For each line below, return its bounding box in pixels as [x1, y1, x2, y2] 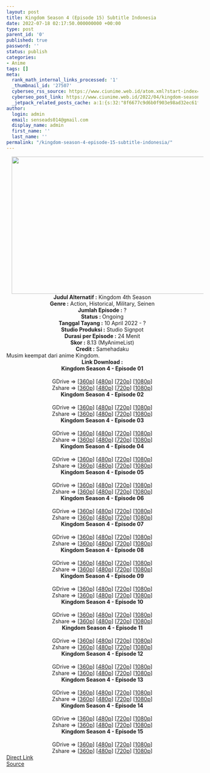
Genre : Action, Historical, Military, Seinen [49, 300, 155, 307]
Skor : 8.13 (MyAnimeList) [70, 339, 135, 346]
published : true [6, 37, 47, 43]
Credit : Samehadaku [75, 345, 129, 353]
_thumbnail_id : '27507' [12, 83, 72, 89]
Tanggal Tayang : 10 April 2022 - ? [58, 319, 146, 326]
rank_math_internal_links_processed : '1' [12, 77, 119, 83]
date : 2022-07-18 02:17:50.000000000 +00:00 [6, 20, 121, 26]
